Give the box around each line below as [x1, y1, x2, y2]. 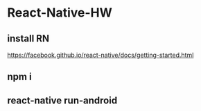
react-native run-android [7, 94, 118, 106]
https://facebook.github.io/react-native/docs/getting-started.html [7, 51, 194, 59]
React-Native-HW [7, 5, 113, 21]
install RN [7, 33, 50, 44]
